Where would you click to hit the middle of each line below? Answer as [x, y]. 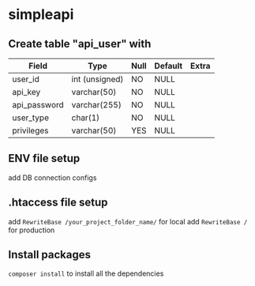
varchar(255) [97, 105]
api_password [38, 105]
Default [169, 66]
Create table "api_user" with [80, 44]
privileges [30, 130]
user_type [31, 118]
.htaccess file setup [58, 203]
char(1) [86, 118]
